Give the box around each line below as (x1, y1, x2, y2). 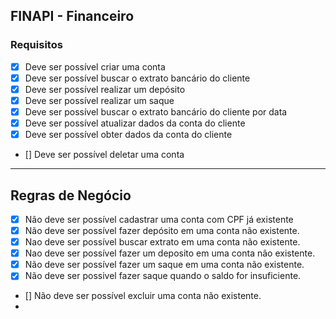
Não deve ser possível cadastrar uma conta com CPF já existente (24, 213, 294, 225)
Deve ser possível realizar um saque (24, 94, 175, 106)
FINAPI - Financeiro (10, 8, 135, 25)
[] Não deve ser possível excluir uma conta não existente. (24, 290, 262, 302)
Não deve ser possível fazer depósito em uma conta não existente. (24, 225, 300, 236)
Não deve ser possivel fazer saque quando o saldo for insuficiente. (24, 270, 302, 282)
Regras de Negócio (10, 187, 132, 204)
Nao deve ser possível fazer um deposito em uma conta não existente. (24, 247, 316, 259)
